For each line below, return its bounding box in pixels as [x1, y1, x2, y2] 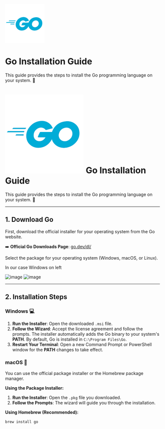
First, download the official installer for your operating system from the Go [5, 228, 155, 234]
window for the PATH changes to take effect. [12, 347, 103, 353]
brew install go [5, 419, 38, 424]
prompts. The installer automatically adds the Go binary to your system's [12, 331, 160, 337]
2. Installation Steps [5, 293, 67, 301]
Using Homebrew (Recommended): [5, 409, 79, 415]
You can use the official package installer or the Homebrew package [5, 370, 144, 376]
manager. [5, 375, 25, 381]
